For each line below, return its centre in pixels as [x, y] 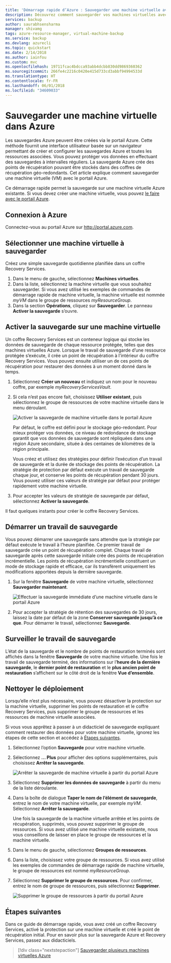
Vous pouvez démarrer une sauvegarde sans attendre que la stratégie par [83, 539]
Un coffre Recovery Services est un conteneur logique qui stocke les [77, 339]
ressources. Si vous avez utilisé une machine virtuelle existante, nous [85, 829]
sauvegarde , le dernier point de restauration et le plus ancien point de [81, 667]
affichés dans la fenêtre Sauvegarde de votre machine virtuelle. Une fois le [84, 656]
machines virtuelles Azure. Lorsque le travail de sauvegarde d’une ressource [86, 350]
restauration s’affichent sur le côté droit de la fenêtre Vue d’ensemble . [80, 673]
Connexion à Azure [36, 215]
